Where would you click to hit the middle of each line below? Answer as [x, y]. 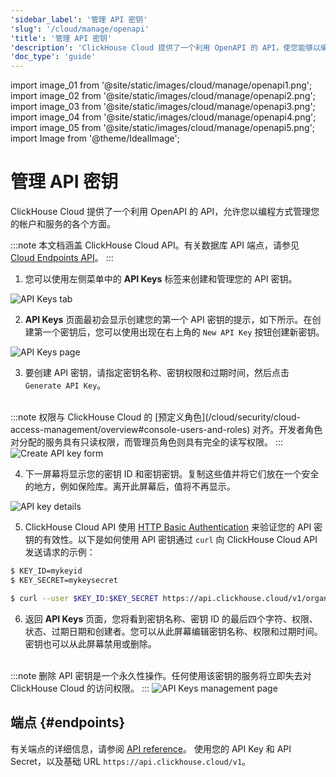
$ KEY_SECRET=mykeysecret [64, 580]
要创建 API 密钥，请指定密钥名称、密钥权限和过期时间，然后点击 [157, 373]
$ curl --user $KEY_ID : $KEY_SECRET [84, 598]
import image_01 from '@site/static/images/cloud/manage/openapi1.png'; [161, 85]
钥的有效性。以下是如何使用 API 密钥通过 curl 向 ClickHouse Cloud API [171, 540]
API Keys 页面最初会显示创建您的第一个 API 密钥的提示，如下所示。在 [168, 320]
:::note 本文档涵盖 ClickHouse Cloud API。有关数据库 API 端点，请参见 [155, 245]
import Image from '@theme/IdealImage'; [95, 138]
